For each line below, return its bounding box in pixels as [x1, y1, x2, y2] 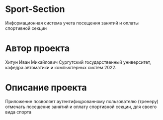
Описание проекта [5, 82, 87, 93]
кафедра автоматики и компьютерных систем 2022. [5, 64, 117, 70]
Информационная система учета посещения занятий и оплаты [5, 20, 139, 26]
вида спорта [5, 109, 32, 115]
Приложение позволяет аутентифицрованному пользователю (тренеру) [5, 98, 159, 104]
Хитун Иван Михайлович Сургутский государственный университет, [5, 59, 152, 65]
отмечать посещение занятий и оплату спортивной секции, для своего [5, 104, 157, 110]
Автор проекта [5, 43, 70, 54]
